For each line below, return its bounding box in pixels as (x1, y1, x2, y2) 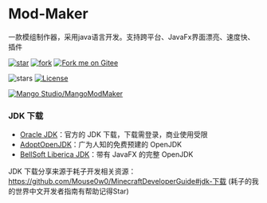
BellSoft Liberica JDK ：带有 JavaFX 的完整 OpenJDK (19, 150, 194, 159)
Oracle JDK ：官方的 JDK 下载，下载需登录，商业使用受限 (19, 130, 208, 139)
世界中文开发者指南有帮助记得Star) (14, 186, 129, 196)
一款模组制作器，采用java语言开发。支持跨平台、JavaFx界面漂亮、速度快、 (8, 32, 255, 41)
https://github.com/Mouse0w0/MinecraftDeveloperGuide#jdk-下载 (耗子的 (8, 177, 253, 186)
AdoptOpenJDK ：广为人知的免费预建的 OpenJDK (19, 140, 182, 150)
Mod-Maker (8, 5, 89, 23)
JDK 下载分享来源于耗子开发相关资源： (8, 166, 136, 176)
